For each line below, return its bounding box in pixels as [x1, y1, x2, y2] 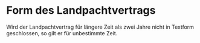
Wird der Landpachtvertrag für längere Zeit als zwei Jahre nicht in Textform [6, 23, 195, 30]
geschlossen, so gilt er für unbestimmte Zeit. [6, 29, 118, 36]
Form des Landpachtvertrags [6, 4, 156, 17]
